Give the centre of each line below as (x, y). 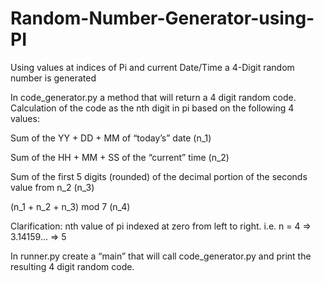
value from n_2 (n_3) (52, 187)
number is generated (53, 78)
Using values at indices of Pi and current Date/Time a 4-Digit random (152, 67)
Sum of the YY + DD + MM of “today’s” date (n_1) (111, 138)
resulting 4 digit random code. (72, 266)
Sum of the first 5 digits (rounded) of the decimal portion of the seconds (159, 176)
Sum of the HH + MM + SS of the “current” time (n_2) (120, 157)
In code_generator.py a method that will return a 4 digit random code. (153, 97)
